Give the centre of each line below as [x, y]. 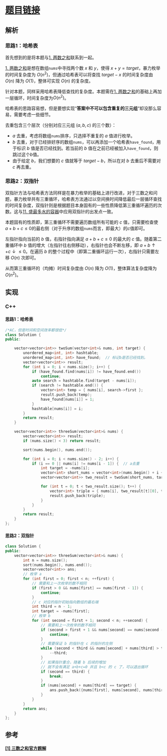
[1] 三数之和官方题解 [26, 749]
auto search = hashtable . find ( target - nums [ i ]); [84, 381]
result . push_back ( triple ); [78, 496]
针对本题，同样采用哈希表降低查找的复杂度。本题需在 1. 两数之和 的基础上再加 [83, 91]
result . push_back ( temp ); [66, 395]
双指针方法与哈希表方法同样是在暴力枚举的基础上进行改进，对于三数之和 [79, 193]
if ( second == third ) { [65, 672]
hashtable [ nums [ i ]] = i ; [57, 409]
